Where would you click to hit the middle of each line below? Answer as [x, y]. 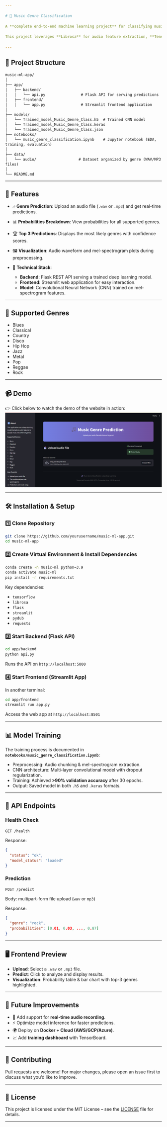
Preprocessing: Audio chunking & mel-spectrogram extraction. [76, 765]
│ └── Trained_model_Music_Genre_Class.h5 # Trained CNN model [75, 119]
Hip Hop [21, 346]
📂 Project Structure [35, 63]
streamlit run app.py [28, 705]
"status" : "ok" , [26, 855]
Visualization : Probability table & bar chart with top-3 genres [75, 979]
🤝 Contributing [28, 1060]
